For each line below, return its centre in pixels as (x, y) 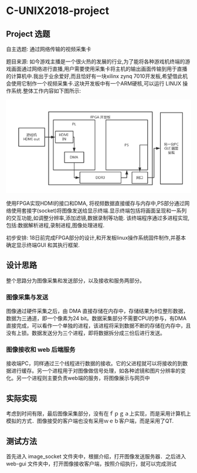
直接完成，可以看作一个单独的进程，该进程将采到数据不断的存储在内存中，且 (98, 326)
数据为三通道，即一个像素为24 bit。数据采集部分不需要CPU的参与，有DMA (96, 318)
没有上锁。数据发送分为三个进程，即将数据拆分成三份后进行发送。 (86, 333)
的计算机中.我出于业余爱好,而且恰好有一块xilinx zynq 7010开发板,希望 (89, 76)
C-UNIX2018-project (58, 11)
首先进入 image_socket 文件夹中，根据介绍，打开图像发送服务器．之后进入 (96, 456)
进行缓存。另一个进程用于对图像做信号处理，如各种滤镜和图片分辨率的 (96, 371)
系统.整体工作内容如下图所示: (46, 91)
